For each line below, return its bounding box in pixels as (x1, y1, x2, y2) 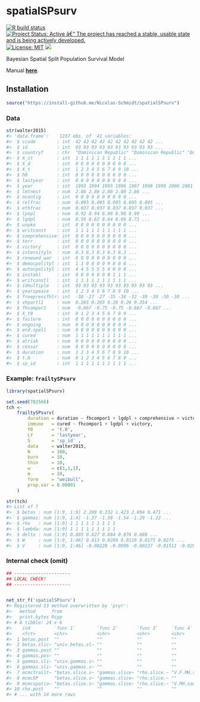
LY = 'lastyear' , (27, 432, 86, 438)
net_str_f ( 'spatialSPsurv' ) (6, 598, 76, 604)
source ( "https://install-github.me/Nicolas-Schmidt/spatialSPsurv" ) (6, 100, 180, 106)
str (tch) (6, 498, 28, 505)
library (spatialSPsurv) (6, 388, 65, 394)
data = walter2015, (27, 443, 86, 449)
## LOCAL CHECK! (6, 576, 46, 582)
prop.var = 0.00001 (27, 482, 76, 488)
